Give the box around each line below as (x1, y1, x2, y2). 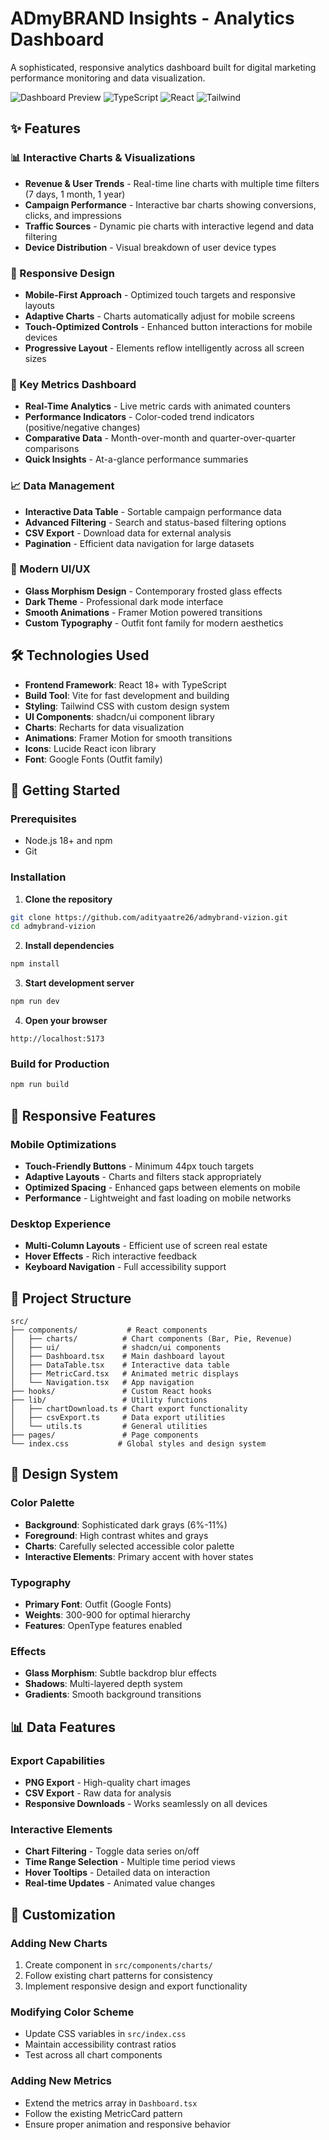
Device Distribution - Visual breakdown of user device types (24, 241, 277, 253)
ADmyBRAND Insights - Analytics (10, 7, 295, 30)
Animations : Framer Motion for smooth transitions (24, 732, 233, 744)
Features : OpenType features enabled (24, 1620, 183, 1632)
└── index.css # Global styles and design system (10, 1439, 267, 1449)
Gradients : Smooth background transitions (24, 1688, 202, 1701)
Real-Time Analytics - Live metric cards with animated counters (24, 400, 291, 412)
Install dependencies (24, 940, 115, 952)
